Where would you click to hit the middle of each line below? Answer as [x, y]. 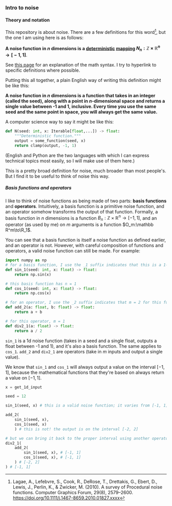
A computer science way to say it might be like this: [60, 122]
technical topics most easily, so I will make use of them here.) [70, 161]
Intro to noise [22, 8]
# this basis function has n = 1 [41, 284]
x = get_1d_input [24, 387]
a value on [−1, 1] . [24, 377]
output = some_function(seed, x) [50, 141]
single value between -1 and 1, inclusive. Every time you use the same [81, 107]
